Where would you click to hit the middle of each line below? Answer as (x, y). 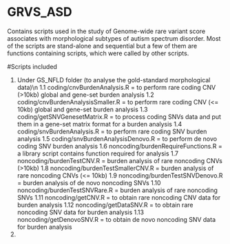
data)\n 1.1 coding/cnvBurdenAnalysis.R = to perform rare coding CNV (116, 87)
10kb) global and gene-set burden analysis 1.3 (82, 109)
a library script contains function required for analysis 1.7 (98, 153)
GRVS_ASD (40, 12)
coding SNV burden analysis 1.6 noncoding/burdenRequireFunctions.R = (119, 146)
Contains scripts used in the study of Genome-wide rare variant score (106, 31)
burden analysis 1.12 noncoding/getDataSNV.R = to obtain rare (105, 205)
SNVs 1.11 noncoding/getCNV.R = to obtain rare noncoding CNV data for (119, 197)
